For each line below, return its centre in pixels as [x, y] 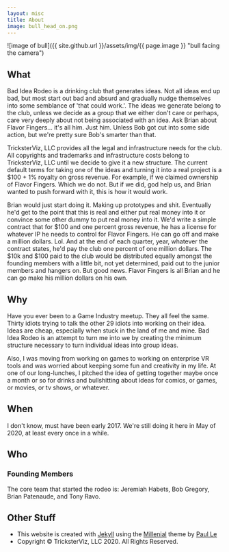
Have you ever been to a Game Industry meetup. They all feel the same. [108, 316]
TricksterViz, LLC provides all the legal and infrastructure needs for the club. [114, 148]
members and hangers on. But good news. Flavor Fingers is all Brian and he [114, 271]
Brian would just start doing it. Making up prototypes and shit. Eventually [109, 205]
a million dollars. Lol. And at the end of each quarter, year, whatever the [108, 241]
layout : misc [26, 13]
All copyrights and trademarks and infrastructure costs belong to [98, 156]
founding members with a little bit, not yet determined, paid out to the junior [113, 263]
